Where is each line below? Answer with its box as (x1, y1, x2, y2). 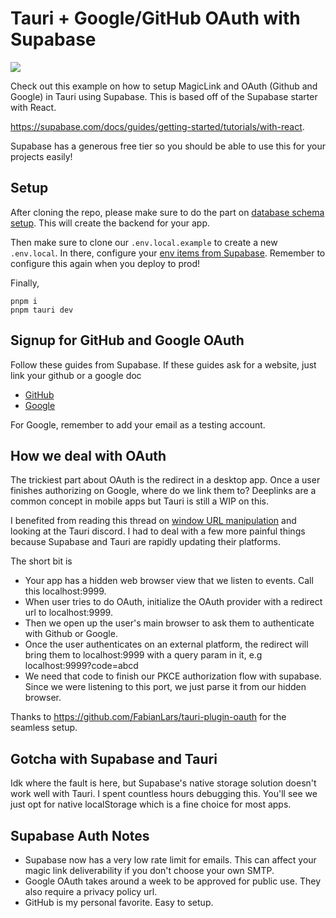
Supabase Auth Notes (10, 827, 150, 844)
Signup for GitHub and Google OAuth (10, 332, 245, 349)
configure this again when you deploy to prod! (10, 257, 201, 269)
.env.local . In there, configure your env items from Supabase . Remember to (10, 247, 326, 259)
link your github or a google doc (10, 369, 142, 381)
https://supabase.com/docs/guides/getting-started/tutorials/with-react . (10, 120, 305, 132)
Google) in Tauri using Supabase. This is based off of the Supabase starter (10, 90, 318, 102)
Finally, (10, 277, 40, 289)
